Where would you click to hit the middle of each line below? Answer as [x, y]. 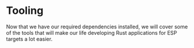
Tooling [25, 11]
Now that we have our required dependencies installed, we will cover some [97, 27]
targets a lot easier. [29, 39]
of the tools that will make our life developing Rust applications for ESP [92, 32]
